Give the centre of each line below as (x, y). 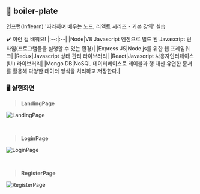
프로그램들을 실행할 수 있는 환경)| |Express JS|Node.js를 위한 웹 (93, 48)
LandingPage (38, 103)
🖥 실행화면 (20, 88)
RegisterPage (38, 173)
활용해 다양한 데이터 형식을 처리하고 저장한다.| (66, 71)
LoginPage (35, 138)
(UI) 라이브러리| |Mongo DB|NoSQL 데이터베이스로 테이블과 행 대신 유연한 (94, 63)
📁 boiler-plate (32, 11)
